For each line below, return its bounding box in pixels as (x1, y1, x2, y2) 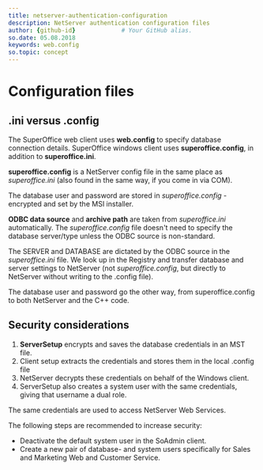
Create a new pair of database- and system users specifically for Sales (19, 444, 251, 453)
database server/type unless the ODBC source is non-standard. (8, 231, 216, 241)
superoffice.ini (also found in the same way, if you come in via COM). (8, 176, 233, 184)
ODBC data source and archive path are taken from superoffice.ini (8, 214, 227, 224)
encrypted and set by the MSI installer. (8, 199, 134, 208)
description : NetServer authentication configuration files (8, 19, 211, 27)
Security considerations (8, 318, 130, 332)
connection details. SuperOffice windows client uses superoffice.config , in (8, 143, 254, 153)
